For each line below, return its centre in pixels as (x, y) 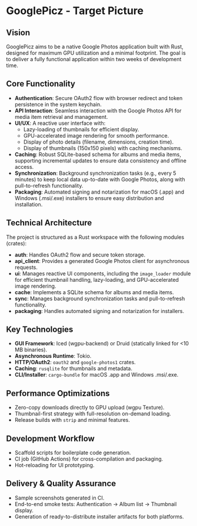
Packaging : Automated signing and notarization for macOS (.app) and (99, 192)
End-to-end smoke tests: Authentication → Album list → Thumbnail (96, 504)
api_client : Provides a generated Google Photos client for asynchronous (102, 261)
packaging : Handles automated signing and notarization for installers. (99, 311)
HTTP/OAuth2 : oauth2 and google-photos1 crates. (75, 362)
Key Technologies (40, 330)
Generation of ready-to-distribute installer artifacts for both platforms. (99, 517)
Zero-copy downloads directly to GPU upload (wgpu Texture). (89, 408)
